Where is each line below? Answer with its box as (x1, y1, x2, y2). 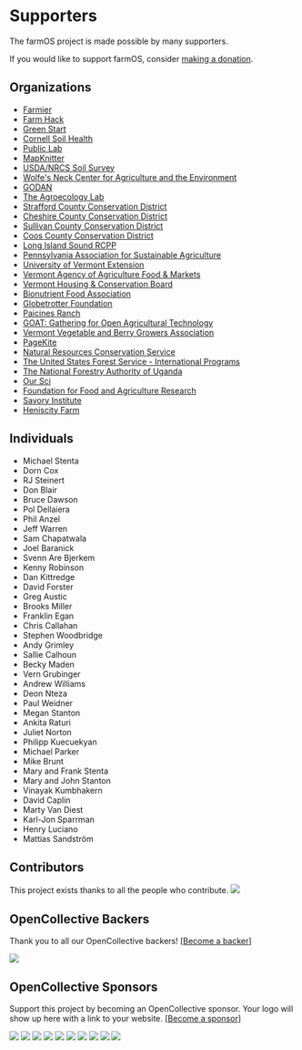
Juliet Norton (22, 726, 73, 737)
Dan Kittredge (22, 571, 75, 582)
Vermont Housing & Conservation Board (22, 278, 173, 289)
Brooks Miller (22, 600, 73, 611)
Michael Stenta (22, 455, 79, 466)
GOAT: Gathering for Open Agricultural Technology (22, 317, 214, 328)
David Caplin (22, 795, 71, 806)
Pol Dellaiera (22, 504, 70, 515)
